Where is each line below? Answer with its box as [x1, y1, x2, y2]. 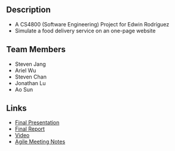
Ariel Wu [14, 67, 36, 74]
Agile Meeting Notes [14, 138, 66, 146]
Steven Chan [14, 73, 47, 80]
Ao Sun [14, 86, 33, 93]
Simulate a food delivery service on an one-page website [14, 27, 156, 34]
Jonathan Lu [14, 79, 46, 86]
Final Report [14, 125, 45, 132]
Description [6, 5, 51, 15]
